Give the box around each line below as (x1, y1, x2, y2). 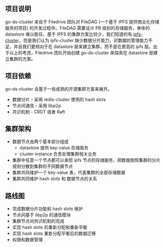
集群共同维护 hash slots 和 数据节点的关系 (12, 176, 98, 182)
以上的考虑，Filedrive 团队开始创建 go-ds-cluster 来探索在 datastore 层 (9, 49, 154, 55)
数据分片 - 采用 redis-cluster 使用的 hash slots (12, 96, 106, 102)
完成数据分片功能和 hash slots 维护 (12, 206, 83, 212)
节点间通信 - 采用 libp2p (12, 102, 62, 108)
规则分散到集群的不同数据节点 (12, 163, 73, 169)
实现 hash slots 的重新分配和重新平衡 (12, 224, 88, 230)
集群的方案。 (9, 56, 35, 62)
